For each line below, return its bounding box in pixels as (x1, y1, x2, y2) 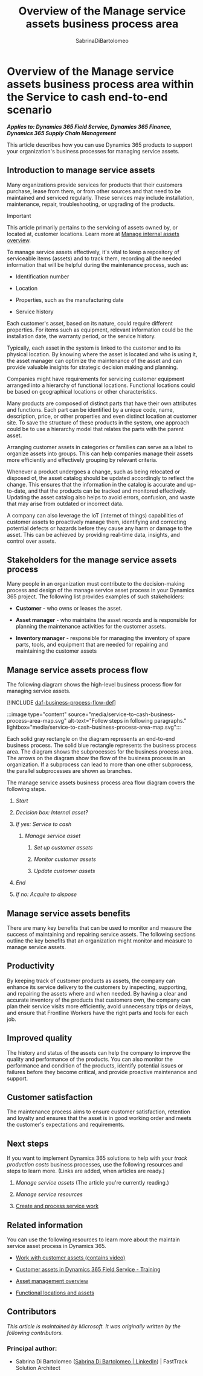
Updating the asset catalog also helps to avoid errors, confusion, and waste (7, 493, 195, 501)
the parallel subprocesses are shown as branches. (7, 767, 132, 775)
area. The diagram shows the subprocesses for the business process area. (7, 748, 193, 755)
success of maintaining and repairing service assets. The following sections (7, 930, 196, 938)
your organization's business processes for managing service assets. (7, 147, 180, 155)
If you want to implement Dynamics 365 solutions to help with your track (7, 1154, 188, 1162)
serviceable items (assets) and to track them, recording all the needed (7, 255, 182, 262)
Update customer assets (33, 868, 95, 875)
